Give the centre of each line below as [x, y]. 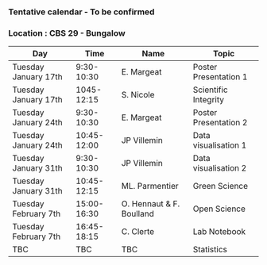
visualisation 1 [220, 145]
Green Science [221, 186]
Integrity [209, 100]
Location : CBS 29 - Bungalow [67, 33]
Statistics [210, 250]
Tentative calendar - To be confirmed [81, 12]
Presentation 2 [220, 123]
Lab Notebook [219, 232]
